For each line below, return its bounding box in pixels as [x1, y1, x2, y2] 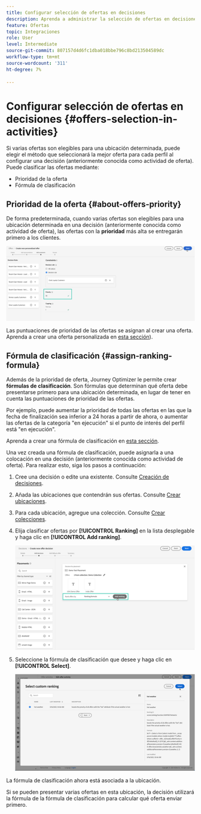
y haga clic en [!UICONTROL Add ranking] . [14, 534, 122, 541]
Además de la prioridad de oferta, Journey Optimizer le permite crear [6, 376, 177, 383]
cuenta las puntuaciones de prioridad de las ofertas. [6, 395, 135, 403]
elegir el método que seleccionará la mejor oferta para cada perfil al [6, 151, 173, 158]
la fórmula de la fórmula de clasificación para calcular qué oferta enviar [6, 794, 182, 802]
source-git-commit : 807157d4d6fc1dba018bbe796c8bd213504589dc [6, 48, 165, 54]
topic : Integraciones [6, 29, 60, 35]
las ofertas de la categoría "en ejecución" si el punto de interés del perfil [6, 419, 185, 426]
